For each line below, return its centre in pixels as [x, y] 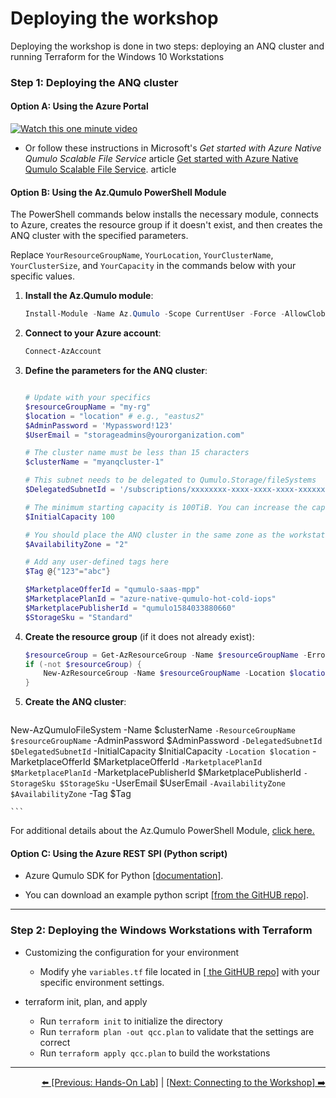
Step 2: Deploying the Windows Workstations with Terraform [161, 930]
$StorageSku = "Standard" [78, 617]
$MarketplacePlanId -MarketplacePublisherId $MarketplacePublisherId [156, 773]
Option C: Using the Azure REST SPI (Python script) [119, 853]
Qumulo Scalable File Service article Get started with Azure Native [161, 159]
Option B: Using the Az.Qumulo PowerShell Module [118, 192]
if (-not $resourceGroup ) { [83, 664]
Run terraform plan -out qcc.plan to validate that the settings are [177, 1031]
